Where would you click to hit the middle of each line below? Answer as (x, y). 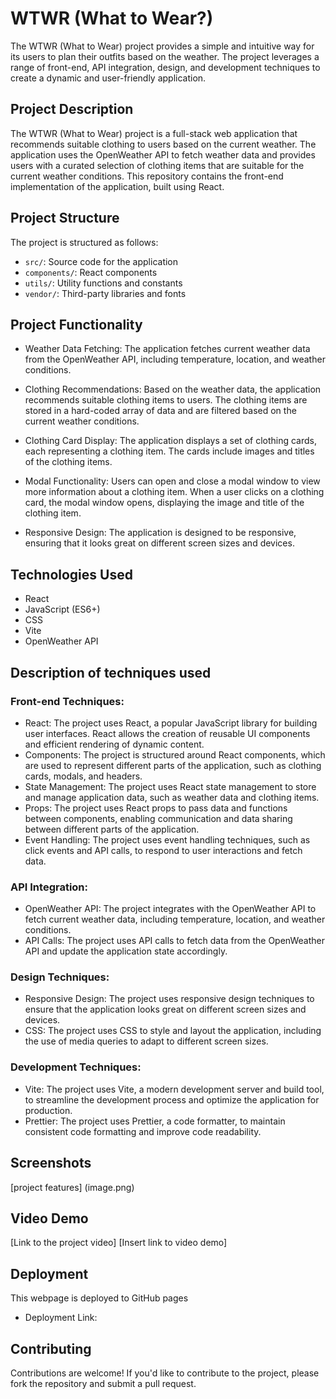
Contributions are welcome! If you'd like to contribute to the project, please (165, 1373)
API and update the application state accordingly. (126, 951)
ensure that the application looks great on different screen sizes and (165, 1009)
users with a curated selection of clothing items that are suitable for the (157, 165)
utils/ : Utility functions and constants (103, 283)
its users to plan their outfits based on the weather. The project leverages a (165, 56)
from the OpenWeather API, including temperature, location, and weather (175, 359)
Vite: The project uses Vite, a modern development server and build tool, (174, 1089)
